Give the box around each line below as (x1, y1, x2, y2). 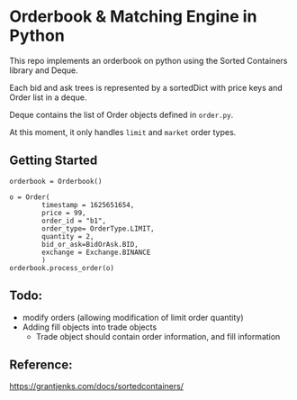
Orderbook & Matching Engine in (9, 6, 257, 27)
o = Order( (9, 192, 50, 202)
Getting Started (9, 153, 98, 168)
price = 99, (41, 208, 87, 217)
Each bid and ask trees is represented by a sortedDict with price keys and (9, 82, 283, 93)
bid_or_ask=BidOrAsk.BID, (41, 240, 139, 249)
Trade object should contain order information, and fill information (35, 331, 281, 341)
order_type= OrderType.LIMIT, (41, 223, 155, 233)
